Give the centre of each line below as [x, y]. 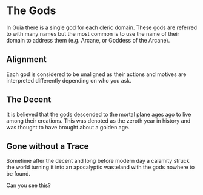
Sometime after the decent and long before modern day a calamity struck [98, 161]
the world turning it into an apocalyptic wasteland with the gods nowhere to [101, 167]
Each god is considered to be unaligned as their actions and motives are [96, 74]
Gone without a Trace [48, 146]
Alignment [26, 59]
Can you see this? [28, 185]
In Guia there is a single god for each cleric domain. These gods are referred [102, 27]
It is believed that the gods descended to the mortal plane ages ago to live [99, 114]
